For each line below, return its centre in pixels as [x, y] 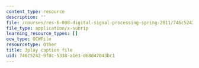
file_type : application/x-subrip [47, 28]
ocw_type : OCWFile [29, 39]
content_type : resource [36, 12]
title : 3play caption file [39, 50]
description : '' [26, 17]
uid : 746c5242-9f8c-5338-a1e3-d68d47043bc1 [61, 56]
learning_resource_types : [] [42, 34]
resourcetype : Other [32, 45]
